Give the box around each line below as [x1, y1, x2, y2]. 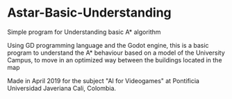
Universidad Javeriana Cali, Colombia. [7, 84, 117, 92]
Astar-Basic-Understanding [7, 5, 172, 21]
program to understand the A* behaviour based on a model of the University [7, 48, 226, 57]
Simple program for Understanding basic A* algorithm [7, 28, 161, 36]
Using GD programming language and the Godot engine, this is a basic [7, 41, 210, 49]
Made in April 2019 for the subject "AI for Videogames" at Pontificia [7, 76, 200, 84]
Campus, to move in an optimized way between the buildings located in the [7, 55, 222, 64]
